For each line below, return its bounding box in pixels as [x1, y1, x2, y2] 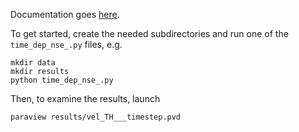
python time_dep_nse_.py [10, 75, 114, 85]
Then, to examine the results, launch [10, 93, 161, 104]
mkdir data [10, 58, 56, 68]
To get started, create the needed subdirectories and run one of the [10, 28, 289, 39]
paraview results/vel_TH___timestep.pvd [10, 112, 182, 122]
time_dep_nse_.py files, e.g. [10, 39, 123, 50]
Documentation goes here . [10, 9, 120, 20]
